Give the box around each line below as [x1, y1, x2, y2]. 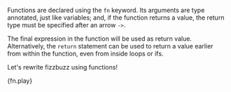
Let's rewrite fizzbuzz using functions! [7, 63, 118, 71]
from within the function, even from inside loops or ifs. [7, 49, 164, 58]
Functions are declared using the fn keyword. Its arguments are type [7, 6, 205, 14]
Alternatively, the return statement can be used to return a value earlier [7, 42, 213, 50]
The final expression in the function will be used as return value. [7, 34, 192, 43]
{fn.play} [7, 77, 33, 85]
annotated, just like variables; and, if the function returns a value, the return [7, 13, 225, 22]
